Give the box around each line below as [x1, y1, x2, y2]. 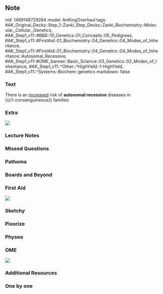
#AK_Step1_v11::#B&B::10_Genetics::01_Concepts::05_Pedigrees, [5, 32, 133, 38]
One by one [5, 283, 33, 290]
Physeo [5, 234, 23, 240]
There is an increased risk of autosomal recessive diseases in [5, 92, 131, 98]
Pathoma [5, 158, 27, 165]
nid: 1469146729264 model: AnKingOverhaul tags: [5, 17, 106, 22]
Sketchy [5, 207, 25, 214]
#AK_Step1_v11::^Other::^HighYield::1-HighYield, [29, 63, 123, 69]
